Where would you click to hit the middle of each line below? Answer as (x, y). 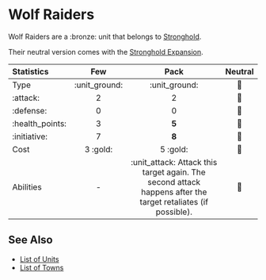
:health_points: (40, 123)
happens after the (174, 192)
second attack (174, 182)
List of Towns (42, 267)
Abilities (27, 186)
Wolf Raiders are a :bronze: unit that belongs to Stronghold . (105, 36)
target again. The (174, 172)
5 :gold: (174, 149)
